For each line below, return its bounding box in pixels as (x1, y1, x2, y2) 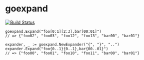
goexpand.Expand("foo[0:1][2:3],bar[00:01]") (5, 29, 101, 34)
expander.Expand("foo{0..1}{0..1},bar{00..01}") (5, 46, 108, 51)
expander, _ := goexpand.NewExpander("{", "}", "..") (5, 42, 120, 47)
